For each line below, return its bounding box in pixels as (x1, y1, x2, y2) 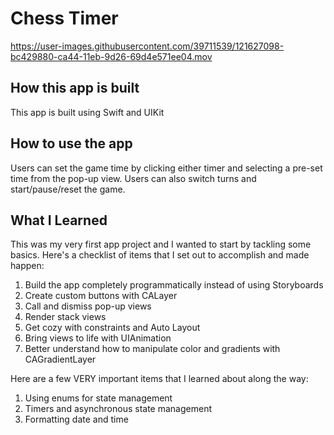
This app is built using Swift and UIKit (10, 106, 165, 118)
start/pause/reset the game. (10, 183, 126, 195)
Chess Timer (10, 7, 119, 30)
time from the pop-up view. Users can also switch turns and (10, 172, 257, 184)
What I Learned (10, 212, 108, 229)
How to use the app (10, 135, 133, 152)
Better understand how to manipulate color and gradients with (24, 343, 281, 355)
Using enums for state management (24, 392, 173, 404)
